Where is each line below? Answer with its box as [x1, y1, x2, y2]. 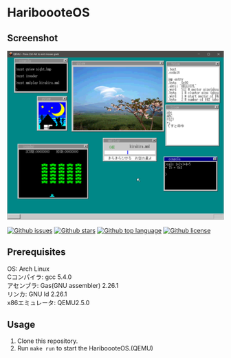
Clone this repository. [16, 337, 78, 345]
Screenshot [7, 32, 58, 44]
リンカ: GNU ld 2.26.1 [7, 290, 67, 298]
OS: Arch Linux [7, 265, 50, 273]
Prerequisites [7, 246, 66, 258]
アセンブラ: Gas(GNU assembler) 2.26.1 [7, 281, 119, 289]
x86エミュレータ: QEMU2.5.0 [7, 298, 90, 306]
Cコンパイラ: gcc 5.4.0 [7, 273, 72, 281]
